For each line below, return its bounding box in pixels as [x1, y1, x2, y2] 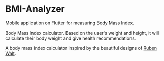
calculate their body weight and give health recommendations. [5, 35, 136, 41]
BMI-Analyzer [5, 3, 65, 15]
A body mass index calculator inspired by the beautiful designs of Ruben [5, 45, 157, 51]
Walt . [5, 50, 16, 56]
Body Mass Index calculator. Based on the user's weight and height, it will [5, 29, 159, 36]
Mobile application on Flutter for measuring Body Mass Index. [5, 20, 135, 26]
